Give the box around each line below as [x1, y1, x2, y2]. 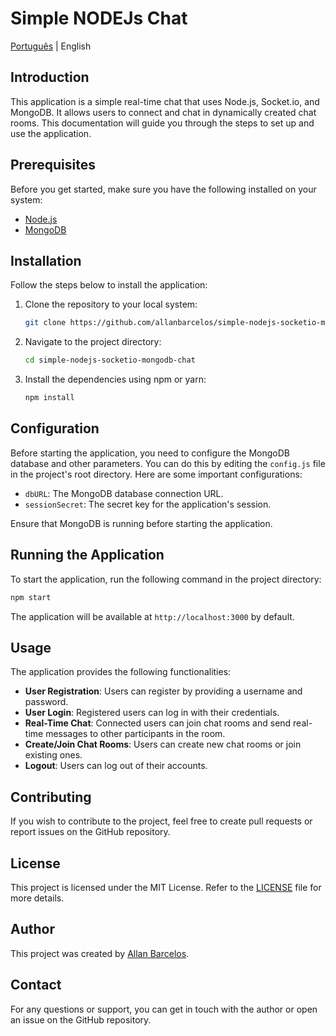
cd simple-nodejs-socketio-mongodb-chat [24, 355, 196, 366]
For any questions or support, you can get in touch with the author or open [10, 1003, 318, 1015]
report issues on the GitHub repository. [10, 826, 171, 838]
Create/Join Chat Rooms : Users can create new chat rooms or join [24, 738, 302, 751]
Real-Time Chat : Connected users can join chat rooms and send [24, 717, 292, 729]
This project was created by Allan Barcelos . [10, 947, 190, 959]
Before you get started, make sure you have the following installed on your [10, 183, 317, 195]
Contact [10, 977, 62, 994]
